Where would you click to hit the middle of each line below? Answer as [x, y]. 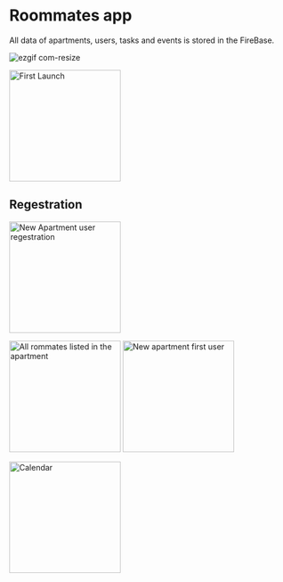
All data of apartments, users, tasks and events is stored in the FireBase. [142, 40]
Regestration [46, 205]
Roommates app [71, 16]
